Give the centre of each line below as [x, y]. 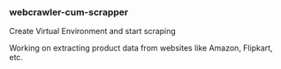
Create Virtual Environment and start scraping [93, 31]
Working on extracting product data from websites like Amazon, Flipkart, [141, 48]
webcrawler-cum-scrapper [69, 12]
